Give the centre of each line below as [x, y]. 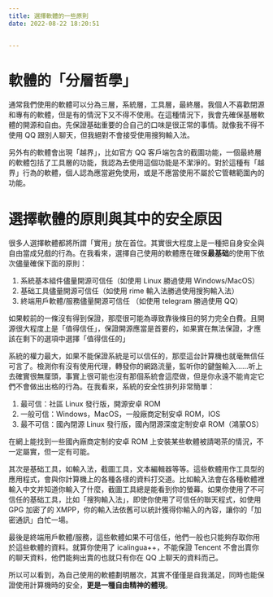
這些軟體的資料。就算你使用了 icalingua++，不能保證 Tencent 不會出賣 [133, 547]
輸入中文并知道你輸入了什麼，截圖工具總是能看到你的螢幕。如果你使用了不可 [136, 489]
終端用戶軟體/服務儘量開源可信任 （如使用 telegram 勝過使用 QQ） [131, 301]
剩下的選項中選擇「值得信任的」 [76, 339]
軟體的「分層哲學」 [73, 80]
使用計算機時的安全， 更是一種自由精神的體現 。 [93, 585]
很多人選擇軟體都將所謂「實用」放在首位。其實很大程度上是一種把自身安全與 [136, 243]
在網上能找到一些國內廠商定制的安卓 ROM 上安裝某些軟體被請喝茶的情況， [133, 441]
